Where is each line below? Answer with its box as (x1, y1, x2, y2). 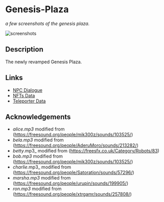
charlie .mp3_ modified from (12, 164, 72, 170)
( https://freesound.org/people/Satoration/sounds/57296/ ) (12, 169, 134, 175)
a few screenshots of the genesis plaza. (5, 20, 90, 27)
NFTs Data (12, 92, 35, 98)
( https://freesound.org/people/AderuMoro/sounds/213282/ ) (12, 142, 139, 148)
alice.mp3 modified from (12, 126, 65, 132)
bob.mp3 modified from (12, 153, 63, 159)
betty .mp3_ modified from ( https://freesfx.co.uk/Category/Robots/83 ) (12, 148, 159, 154)
